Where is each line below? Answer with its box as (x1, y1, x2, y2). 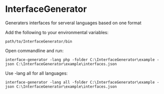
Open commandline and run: (5, 47, 64, 53)
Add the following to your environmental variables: (5, 29, 109, 35)
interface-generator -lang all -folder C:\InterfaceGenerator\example (5, 80, 155, 85)
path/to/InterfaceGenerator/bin (5, 39, 72, 44)
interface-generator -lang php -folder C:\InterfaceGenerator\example (5, 57, 155, 62)
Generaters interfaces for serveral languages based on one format (5, 20, 142, 26)
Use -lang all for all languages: (5, 70, 68, 76)
